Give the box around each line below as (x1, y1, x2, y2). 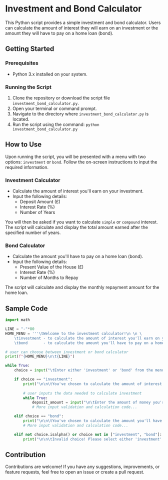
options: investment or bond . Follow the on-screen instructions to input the (5, 158, 157, 165)
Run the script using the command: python (12, 121, 99, 127)
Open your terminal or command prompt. (12, 105, 97, 111)
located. (12, 116, 29, 122)
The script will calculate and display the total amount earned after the (5, 224, 148, 230)
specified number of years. (5, 229, 61, 235)
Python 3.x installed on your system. (12, 71, 87, 77)
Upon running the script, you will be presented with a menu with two (5, 153, 146, 159)
